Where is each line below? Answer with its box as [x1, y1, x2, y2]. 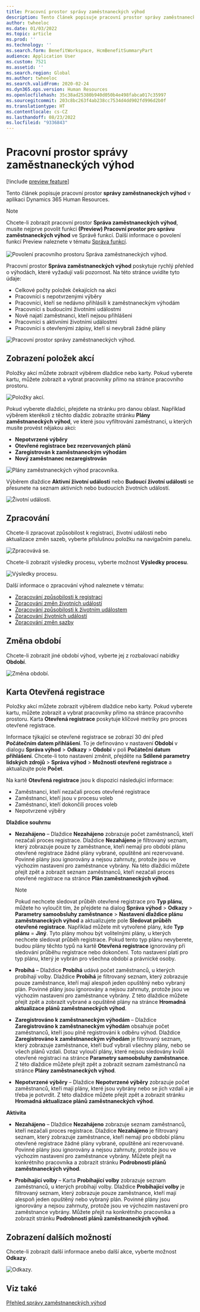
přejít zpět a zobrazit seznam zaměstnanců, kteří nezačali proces [14, 868, 175, 875]
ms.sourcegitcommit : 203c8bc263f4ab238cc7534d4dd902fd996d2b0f [6, 97, 167, 103]
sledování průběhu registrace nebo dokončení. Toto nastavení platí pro [14, 949, 189, 956]
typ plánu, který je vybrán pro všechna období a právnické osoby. [14, 955, 176, 962]
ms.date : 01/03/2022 [6, 25, 58, 32]
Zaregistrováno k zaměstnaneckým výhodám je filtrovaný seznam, [14, 1036, 183, 1043]
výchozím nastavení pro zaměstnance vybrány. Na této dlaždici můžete [14, 862, 190, 869]
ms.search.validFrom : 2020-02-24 [6, 81, 89, 87]
